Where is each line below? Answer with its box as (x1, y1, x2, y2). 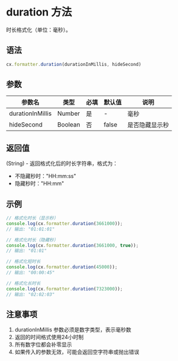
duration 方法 (6, 5, 72, 19)
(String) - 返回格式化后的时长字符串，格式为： (6, 160, 118, 167)
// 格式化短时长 (6, 259, 41, 265)
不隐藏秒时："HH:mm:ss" (14, 173, 77, 180)
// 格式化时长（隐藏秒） (6, 237, 59, 243)
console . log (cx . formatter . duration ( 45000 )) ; (6, 264, 118, 270)
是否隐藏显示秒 (127, 121, 170, 129)
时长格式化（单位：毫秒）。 (6, 26, 71, 33)
